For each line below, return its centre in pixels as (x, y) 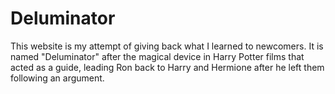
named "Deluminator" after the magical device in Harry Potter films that (157, 56)
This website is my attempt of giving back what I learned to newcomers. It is (167, 46)
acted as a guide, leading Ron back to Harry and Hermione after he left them (167, 67)
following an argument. (57, 78)
